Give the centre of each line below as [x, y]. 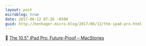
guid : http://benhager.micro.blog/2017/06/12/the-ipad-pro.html [73, 24]
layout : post [19, 10]
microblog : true [22, 14]
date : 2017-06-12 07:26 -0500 [37, 19]
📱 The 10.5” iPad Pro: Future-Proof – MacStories [55, 38]
